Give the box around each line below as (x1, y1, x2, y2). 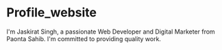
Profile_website (6, 5, 97, 21)
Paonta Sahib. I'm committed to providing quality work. (6, 34, 162, 42)
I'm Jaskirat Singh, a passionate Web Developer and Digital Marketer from (6, 27, 215, 36)
